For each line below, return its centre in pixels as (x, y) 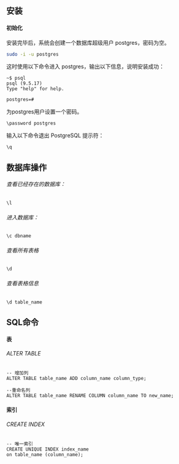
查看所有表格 (22, 250)
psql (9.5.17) (25, 84)
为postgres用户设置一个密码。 (44, 112)
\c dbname (19, 236)
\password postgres (31, 124)
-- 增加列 (17, 373)
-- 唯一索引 (20, 444)
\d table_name (25, 302)
